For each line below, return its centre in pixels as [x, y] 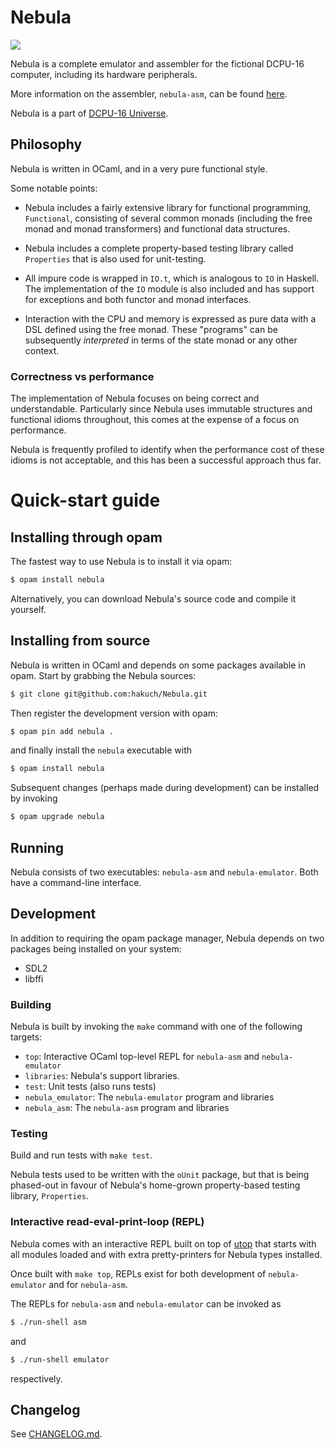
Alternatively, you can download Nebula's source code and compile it [153, 598]
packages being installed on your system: [96, 948]
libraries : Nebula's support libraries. [102, 1076]
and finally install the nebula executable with [101, 750]
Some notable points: [54, 188]
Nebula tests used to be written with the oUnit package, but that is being [160, 1175]
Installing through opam [86, 537]
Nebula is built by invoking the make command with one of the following [156, 1027]
